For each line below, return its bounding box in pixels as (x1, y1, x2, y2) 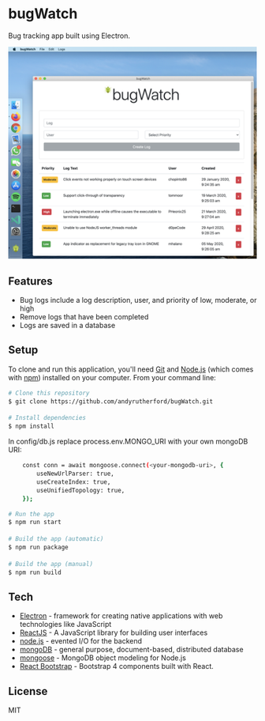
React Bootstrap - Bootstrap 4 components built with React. (19, 662, 215, 671)
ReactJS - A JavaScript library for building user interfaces (19, 628, 208, 637)
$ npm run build (8, 568, 62, 576)
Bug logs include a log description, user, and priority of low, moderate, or (19, 295, 257, 304)
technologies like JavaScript (19, 620, 112, 629)
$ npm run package (8, 543, 69, 551)
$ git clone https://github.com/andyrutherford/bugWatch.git (8, 397, 214, 406)
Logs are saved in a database (19, 320, 116, 330)
